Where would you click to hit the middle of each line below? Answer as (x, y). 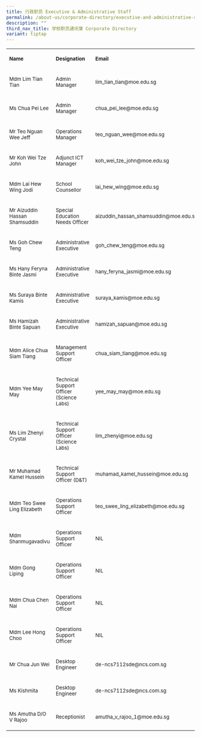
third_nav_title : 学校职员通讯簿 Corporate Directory (71, 28)
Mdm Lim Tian (26, 79)
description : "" (26, 23)
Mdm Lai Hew (25, 184)
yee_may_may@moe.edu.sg (128, 392)
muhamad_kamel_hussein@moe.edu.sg (142, 474)
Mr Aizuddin (23, 210)
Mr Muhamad (25, 471)
